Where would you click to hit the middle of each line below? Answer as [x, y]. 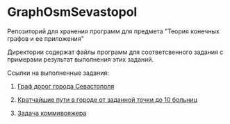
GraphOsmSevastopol [72, 12]
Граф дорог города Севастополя [66, 86]
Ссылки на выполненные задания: [58, 73]
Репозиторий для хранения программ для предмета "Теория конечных [114, 31]
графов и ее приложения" [46, 38]
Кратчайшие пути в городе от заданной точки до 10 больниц [107, 99]
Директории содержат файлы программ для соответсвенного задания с [115, 52]
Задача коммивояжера [52, 113]
